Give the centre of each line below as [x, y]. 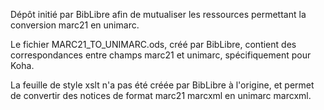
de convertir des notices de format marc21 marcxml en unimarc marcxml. [161, 95]
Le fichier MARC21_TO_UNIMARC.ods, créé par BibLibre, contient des [153, 44]
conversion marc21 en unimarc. [75, 25]
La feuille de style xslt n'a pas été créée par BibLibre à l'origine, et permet [162, 85]
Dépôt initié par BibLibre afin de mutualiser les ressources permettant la [158, 14]
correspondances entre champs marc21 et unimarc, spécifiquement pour [161, 55]
